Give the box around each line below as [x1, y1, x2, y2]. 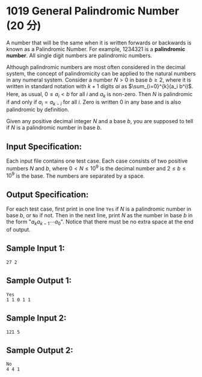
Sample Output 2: [6, 345, 73, 355]
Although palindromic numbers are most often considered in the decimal [6, 63, 186, 70]
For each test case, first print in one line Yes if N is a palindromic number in [6, 205, 191, 213]
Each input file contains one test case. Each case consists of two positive [6, 157, 188, 164]
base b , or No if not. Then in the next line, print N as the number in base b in [6, 212, 193, 219]
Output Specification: [6, 189, 89, 199]
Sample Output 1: [6, 276, 72, 286]
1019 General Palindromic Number [6, 4, 179, 18]
